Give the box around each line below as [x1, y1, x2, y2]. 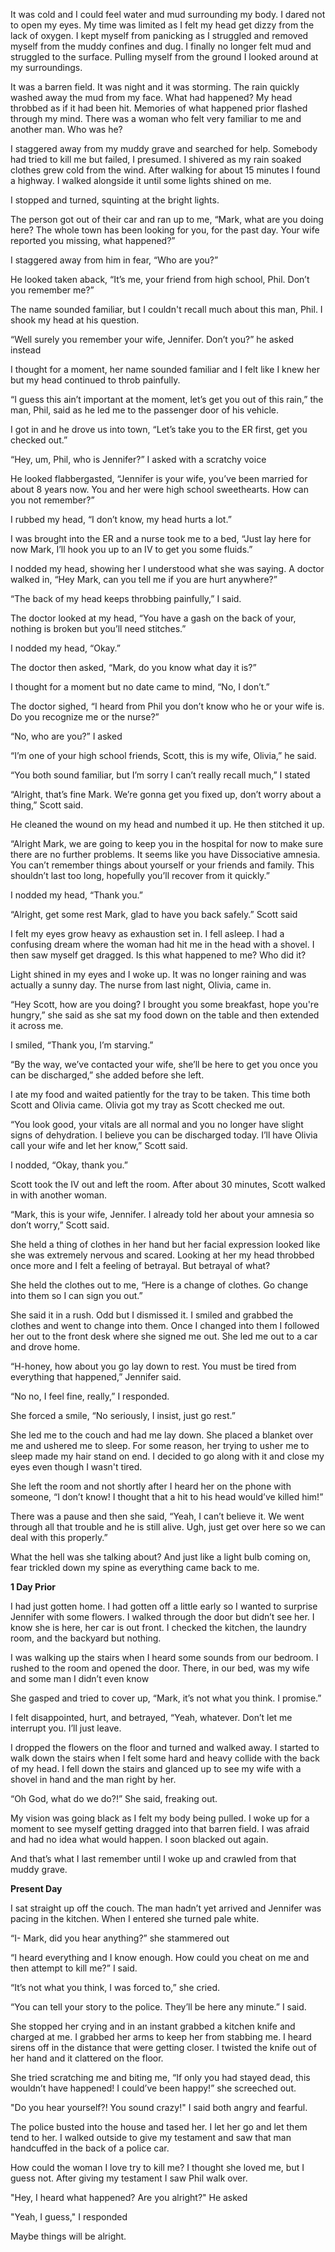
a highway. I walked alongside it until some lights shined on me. [10, 175, 272, 186]
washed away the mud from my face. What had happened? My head [10, 92, 293, 103]
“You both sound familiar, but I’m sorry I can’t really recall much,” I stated [10, 769, 311, 781]
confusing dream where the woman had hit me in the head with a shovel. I [10, 939, 315, 950]
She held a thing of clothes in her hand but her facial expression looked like [10, 1239, 321, 1250]
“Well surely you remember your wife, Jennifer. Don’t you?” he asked [10, 334, 295, 345]
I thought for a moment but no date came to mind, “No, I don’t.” [10, 681, 270, 693]
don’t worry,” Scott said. [10, 1219, 110, 1231]
